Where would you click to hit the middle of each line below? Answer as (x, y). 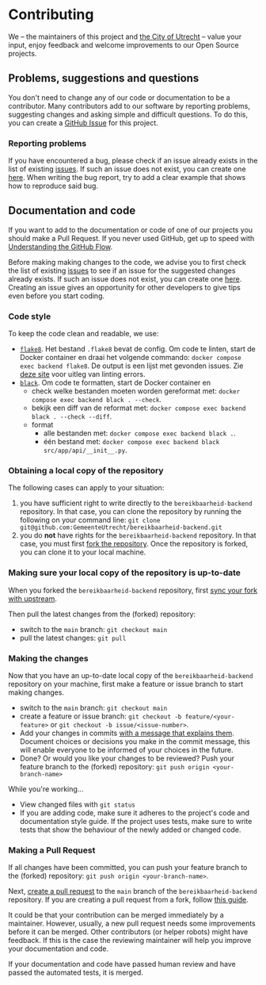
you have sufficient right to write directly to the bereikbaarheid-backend (136, 503)
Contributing (51, 15)
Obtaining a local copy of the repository (86, 471)
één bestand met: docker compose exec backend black (131, 442)
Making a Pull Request (52, 850)
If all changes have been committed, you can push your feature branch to (128, 868)
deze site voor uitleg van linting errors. (82, 374)
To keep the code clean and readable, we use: (84, 334)
